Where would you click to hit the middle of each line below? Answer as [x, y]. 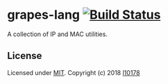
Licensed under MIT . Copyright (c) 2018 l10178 [74, 72]
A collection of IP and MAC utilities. [57, 34]
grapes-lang [44, 15]
